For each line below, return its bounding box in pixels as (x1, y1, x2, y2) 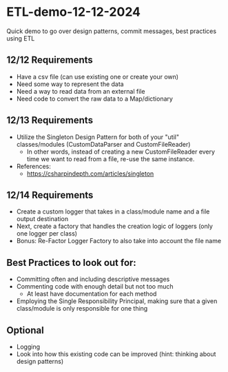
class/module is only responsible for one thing (16, 304, 148, 313)
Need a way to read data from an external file (16, 87, 145, 95)
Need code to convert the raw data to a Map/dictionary (16, 94, 174, 103)
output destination (16, 215, 69, 223)
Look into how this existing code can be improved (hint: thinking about (16, 350, 216, 358)
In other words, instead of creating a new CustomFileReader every (26, 147, 215, 156)
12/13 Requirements (6, 114, 94, 126)
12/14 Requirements (6, 189, 94, 200)
